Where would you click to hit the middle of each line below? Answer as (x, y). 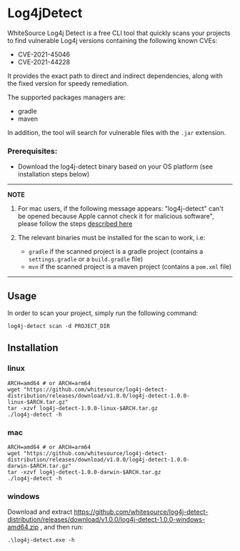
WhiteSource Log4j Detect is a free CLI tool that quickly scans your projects (119, 33)
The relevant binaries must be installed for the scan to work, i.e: (111, 238)
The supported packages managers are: (67, 97)
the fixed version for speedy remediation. (68, 83)
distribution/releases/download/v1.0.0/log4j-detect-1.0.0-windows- (106, 520)
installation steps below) (54, 174)
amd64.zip (23, 527)
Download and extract (40, 512)
